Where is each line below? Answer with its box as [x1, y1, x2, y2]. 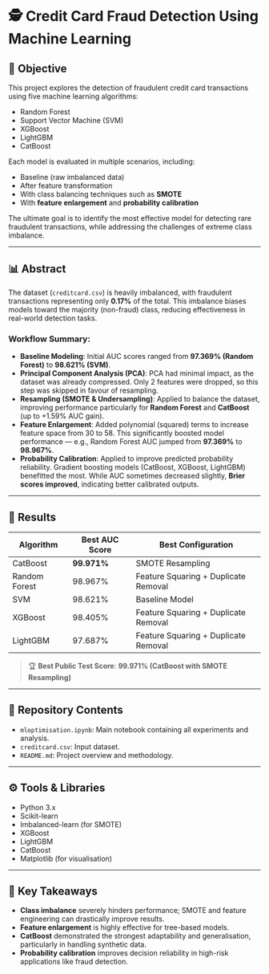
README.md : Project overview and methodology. [19, 750, 174, 760]
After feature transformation [19, 181, 113, 190]
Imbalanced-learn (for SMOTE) [19, 819, 122, 829]
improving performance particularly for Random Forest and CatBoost [19, 403, 250, 413]
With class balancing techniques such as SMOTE [19, 190, 183, 198]
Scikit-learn [19, 811, 58, 821]
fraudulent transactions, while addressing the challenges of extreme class [8, 222, 252, 231]
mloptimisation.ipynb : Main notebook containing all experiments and [19, 724, 249, 734]
